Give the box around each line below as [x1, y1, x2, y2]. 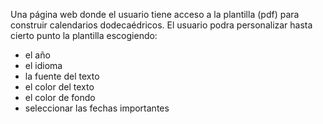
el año [24, 49, 51, 61]
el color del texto [24, 81, 95, 93]
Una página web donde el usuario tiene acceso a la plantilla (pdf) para [10, 9, 300, 20]
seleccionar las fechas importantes [24, 102, 170, 114]
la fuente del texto [24, 70, 100, 82]
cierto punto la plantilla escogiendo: [10, 30, 158, 41]
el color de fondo [24, 92, 96, 103]
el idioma [24, 60, 63, 71]
